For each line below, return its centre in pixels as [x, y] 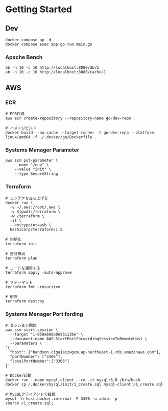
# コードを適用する [23, 268]
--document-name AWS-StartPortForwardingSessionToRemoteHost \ [78, 339]
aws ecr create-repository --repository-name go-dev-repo [68, 118]
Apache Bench [24, 57]
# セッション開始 [21, 325]
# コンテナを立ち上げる [27, 198]
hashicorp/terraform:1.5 [36, 229]
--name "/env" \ [32, 165]
